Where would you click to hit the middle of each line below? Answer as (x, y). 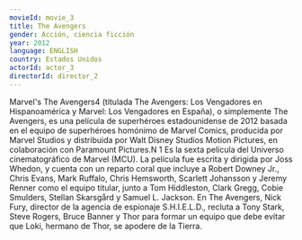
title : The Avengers (48, 26)
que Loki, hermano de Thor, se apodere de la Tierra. (106, 226)
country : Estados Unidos (56, 59)
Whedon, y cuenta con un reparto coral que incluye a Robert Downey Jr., (145, 168)
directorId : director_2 (54, 76)
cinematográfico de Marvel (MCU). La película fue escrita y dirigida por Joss (151, 159)
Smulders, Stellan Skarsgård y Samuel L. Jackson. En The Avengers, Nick (145, 197)
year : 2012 (30, 43)
